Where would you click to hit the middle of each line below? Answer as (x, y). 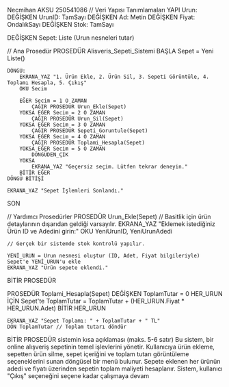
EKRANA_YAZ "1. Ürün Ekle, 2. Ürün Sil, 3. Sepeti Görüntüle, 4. (114, 77)
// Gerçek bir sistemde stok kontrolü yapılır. (76, 244)
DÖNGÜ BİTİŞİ (26, 179)
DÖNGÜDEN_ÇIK (50, 155)
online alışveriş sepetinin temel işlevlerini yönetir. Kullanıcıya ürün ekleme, (111, 347)
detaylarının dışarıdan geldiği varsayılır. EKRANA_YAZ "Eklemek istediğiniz (111, 224)
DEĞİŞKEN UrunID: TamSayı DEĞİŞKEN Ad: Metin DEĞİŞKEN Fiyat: (101, 17)
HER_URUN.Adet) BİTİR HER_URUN (56, 308)
